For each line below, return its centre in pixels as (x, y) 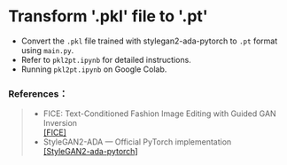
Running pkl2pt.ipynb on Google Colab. (94, 69)
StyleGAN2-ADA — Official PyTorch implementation (137, 142)
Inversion (60, 123)
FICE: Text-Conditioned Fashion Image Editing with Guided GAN (159, 114)
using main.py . (47, 50)
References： (38, 93)
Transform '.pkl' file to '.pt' (109, 16)
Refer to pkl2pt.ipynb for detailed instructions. (106, 59)
